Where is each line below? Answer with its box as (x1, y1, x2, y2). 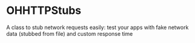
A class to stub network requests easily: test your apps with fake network (6, 24, 189, 31)
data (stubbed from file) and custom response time (6, 30, 133, 37)
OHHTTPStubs (6, 4, 82, 18)
